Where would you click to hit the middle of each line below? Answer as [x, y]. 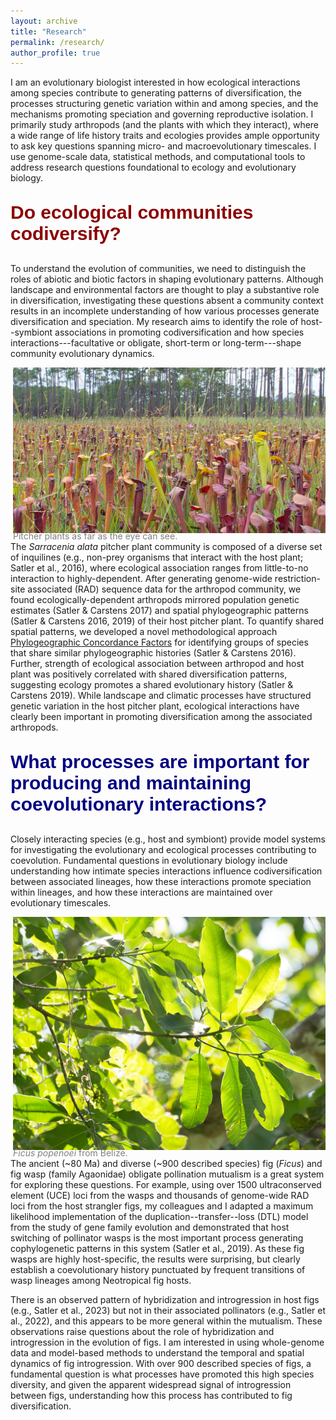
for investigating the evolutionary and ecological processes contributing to [163, 850]
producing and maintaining [131, 783]
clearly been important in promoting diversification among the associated [161, 717]
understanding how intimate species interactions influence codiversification [166, 871]
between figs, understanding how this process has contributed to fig [151, 1396]
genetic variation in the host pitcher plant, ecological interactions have [155, 706]
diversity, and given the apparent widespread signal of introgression [151, 1385]
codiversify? [66, 234]
